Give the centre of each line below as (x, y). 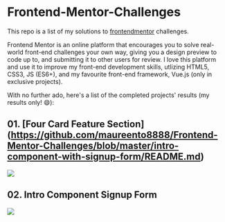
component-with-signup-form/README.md (104, 157)
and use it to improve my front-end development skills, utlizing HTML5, (108, 67)
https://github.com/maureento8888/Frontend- (114, 135)
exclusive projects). (35, 81)
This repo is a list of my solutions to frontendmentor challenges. (98, 31)
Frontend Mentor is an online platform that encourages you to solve (103, 44)
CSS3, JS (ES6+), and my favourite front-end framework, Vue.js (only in (110, 74)
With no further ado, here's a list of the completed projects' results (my (108, 95)
